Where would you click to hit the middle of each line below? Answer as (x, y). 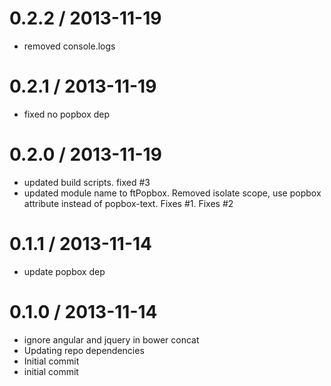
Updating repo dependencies (84, 350)
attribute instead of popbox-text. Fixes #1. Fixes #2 (128, 203)
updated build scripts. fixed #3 (87, 182)
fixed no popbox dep (67, 114)
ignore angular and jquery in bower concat (111, 339)
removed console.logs (69, 46)
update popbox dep (64, 271)
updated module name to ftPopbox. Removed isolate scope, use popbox (172, 193)
